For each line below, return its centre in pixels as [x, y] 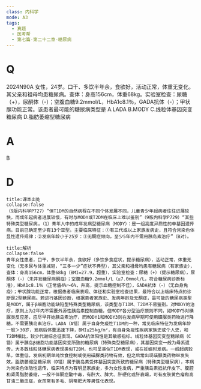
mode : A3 [17, 17]
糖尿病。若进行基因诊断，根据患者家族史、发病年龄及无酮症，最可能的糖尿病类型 [107, 298]
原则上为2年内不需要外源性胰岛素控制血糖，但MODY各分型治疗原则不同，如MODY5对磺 [104, 311]
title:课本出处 [23, 199]
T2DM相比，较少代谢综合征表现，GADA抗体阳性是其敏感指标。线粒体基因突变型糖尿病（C [99, 336]
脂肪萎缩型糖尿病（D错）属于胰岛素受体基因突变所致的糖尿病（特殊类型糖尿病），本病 [104, 362]
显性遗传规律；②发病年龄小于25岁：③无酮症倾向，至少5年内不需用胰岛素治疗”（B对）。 [99, 237]
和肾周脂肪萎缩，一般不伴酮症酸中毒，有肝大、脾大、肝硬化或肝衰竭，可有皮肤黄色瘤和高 [100, 375]
